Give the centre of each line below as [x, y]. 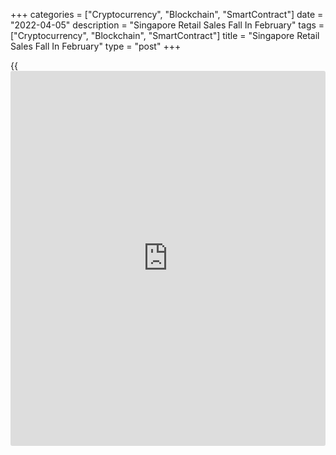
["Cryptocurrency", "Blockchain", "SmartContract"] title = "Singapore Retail [165, 35]
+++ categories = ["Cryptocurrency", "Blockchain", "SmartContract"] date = [167, 14]
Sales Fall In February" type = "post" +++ [96, 46]
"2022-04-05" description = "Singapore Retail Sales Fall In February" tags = [167, 25]
